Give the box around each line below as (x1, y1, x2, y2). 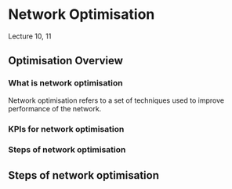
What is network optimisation (8, 78, 123, 89)
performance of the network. (8, 104, 102, 113)
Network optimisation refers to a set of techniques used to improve (8, 96, 225, 105)
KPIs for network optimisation (8, 123, 125, 134)
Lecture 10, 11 (8, 31, 52, 41)
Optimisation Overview (8, 54, 124, 67)
